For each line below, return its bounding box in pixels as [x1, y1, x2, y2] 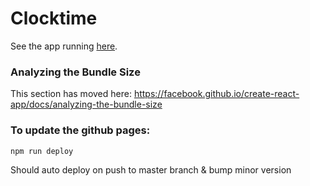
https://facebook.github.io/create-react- [133, 88, 300, 100]
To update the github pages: [10, 123, 151, 137]
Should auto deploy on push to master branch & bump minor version [10, 163, 292, 176]
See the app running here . [10, 40, 118, 52]
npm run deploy [10, 146, 74, 156]
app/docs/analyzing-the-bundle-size [10, 98, 163, 111]
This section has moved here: [10, 88, 132, 100]
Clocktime [10, 7, 98, 30]
